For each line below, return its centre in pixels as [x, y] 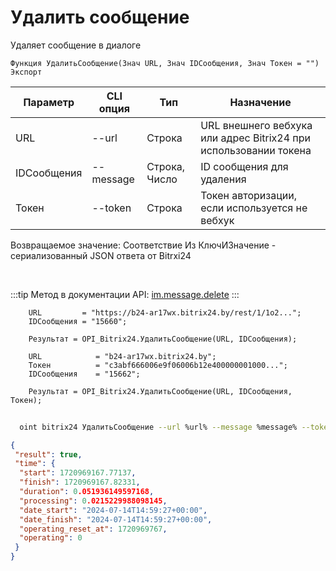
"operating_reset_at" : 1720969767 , [93, 529]
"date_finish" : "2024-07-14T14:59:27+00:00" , [116, 519]
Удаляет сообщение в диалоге [76, 45]
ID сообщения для [244, 166]
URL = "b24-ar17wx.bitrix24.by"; [122, 356]
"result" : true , [48, 454]
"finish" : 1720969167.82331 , [80, 482]
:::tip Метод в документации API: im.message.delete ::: [125, 294]
